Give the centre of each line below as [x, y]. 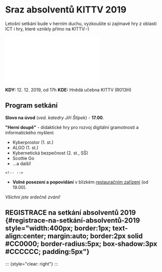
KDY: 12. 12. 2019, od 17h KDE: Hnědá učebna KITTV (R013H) [68, 89]
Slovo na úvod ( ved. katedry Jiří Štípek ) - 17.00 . [54, 117]
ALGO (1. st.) [25, 147]
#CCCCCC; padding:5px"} [47, 252]
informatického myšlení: [30, 132]
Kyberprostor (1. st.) [33, 142]
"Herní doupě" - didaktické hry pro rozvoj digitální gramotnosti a [72, 127]
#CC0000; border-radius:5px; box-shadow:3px [81, 244]
